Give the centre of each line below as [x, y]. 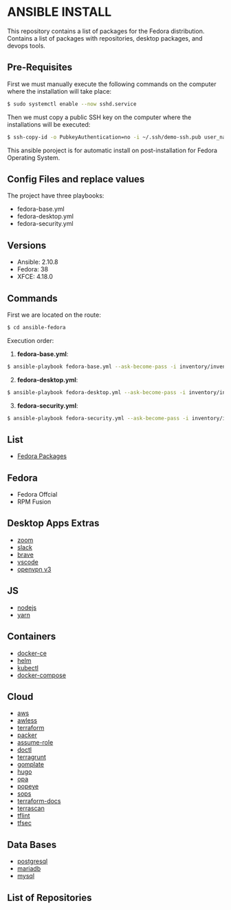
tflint [23, 816]
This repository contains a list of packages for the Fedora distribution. [106, 31]
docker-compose [42, 675]
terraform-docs [39, 801]
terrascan [31, 808]
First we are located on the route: [54, 315]
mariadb [29, 869]
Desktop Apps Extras [53, 523]
